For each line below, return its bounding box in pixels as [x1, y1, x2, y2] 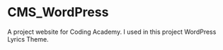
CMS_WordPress [7, 4, 109, 20]
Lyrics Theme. [7, 35, 49, 43]
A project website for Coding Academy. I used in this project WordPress [7, 27, 217, 36]
